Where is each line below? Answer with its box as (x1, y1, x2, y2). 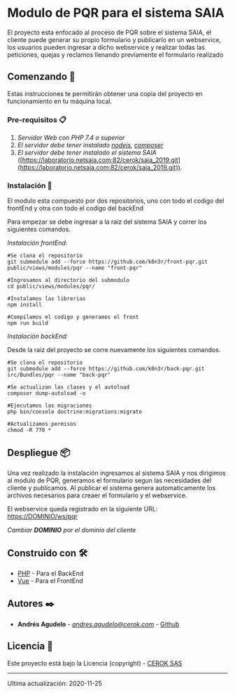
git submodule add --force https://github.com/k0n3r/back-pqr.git (7, 365, 205, 372)
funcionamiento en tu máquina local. (7, 97, 113, 105)
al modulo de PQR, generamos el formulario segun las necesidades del (7, 476, 212, 485)
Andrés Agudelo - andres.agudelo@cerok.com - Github (17, 619, 180, 628)
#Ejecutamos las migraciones (7, 402, 92, 410)
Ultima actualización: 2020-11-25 (7, 679, 103, 687)
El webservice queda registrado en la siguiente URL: (7, 505, 158, 513)
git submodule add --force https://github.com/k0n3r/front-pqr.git (7, 258, 208, 266)
